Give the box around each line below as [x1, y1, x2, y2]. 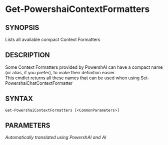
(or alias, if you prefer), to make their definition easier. [5, 69, 116, 75]
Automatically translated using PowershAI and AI [5, 135, 106, 141]
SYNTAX [5, 95, 33, 103]
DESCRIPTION [5, 51, 50, 59]
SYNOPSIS [5, 23, 39, 32]
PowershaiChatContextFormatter [5, 80, 73, 86]
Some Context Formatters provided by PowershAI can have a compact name [5, 64, 163, 70]
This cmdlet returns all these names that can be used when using [5, 75, 140, 81]
